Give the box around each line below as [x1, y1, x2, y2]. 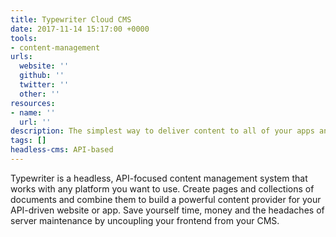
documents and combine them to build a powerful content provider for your [10, 193, 322, 205]
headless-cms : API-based [10, 145, 114, 155]
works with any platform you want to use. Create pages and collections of [10, 182, 315, 195]
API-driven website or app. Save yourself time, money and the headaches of [10, 204, 325, 216]
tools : [10, 33, 38, 43]
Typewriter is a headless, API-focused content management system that [10, 172, 308, 184]
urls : [10, 52, 33, 62]
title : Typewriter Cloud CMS [10, 14, 132, 25]
